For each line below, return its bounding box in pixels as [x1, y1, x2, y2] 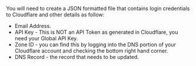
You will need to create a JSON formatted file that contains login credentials [6, 5, 190, 12]
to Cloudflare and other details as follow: [6, 11, 105, 18]
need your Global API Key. [14, 35, 78, 41]
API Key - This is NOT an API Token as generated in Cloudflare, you [14, 29, 178, 36]
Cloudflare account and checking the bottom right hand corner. [14, 47, 168, 54]
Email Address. [14, 23, 51, 29]
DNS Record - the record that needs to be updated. [14, 54, 139, 60]
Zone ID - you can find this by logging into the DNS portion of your [14, 41, 177, 48]
